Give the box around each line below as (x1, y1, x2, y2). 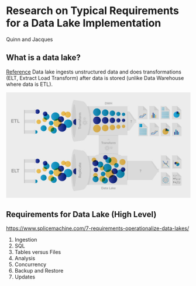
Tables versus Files (14, 248, 61, 255)
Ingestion (14, 236, 37, 243)
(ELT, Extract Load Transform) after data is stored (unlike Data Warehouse (6, 74, 184, 81)
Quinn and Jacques (6, 36, 53, 43)
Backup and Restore (14, 267, 64, 274)
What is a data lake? (6, 53, 81, 62)
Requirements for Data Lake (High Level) (6, 209, 157, 219)
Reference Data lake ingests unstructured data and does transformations (6, 68, 181, 75)
